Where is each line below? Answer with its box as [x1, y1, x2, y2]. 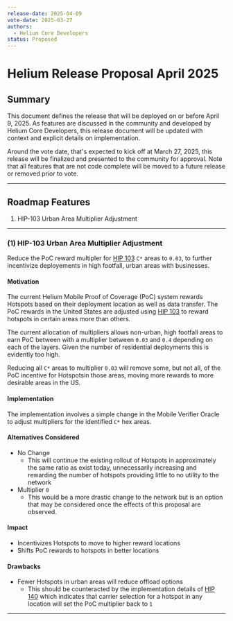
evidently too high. [7, 350, 60, 359]
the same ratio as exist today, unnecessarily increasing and [27, 463, 197, 472]
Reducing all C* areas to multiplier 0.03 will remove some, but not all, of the [7, 364, 221, 372]
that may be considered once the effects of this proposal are [27, 500, 201, 509]
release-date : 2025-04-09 [7, 10, 82, 17]
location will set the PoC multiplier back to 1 [27, 599, 153, 608]
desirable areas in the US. [7, 379, 81, 387]
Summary [7, 93, 51, 105]
